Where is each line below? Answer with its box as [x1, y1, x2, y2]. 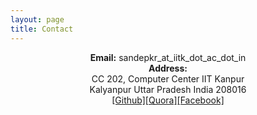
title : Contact [10, 24, 74, 34]
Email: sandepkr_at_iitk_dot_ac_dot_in [89, 51, 247, 63]
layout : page [10, 14, 65, 25]
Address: [148, 62, 188, 74]
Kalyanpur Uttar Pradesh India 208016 [89, 83, 247, 95]
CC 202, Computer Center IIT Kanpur [91, 72, 245, 85]
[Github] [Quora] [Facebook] [111, 94, 225, 106]
